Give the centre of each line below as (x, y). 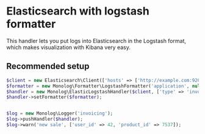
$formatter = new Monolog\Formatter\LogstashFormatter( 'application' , (98, 86)
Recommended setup (48, 66)
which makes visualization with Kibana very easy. (69, 47)
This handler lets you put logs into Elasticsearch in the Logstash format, (96, 41)
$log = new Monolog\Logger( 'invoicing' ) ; (60, 113)
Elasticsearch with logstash (78, 11)
